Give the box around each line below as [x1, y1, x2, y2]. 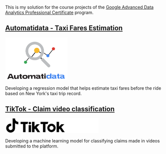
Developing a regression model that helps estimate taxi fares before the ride [5, 85, 162, 91]
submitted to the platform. [5, 143, 59, 149]
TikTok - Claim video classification [5, 105, 115, 114]
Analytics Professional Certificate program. [5, 9, 94, 15]
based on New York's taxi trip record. [5, 90, 82, 96]
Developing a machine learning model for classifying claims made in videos [5, 138, 160, 144]
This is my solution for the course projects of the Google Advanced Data [5, 4, 154, 10]
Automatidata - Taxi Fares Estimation [5, 24, 123, 32]
